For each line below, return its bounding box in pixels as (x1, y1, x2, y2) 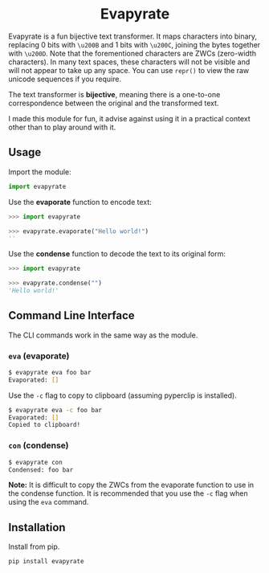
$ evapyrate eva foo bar (8, 368, 92, 376)
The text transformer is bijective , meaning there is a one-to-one (8, 89, 221, 99)
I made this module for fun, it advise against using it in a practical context (8, 113, 251, 123)
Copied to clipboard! (8, 421, 81, 429)
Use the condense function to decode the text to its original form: (8, 249, 226, 259)
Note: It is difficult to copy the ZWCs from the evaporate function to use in (8, 480, 255, 490)
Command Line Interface (8, 309, 135, 322)
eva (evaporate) (8, 350, 70, 362)
